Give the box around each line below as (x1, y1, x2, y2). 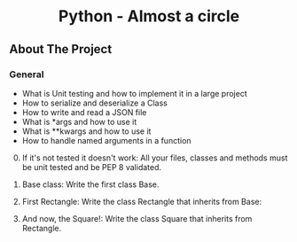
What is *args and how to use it (21, 116, 137, 127)
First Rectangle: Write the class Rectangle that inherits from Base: (21, 196, 262, 207)
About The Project (9, 42, 113, 57)
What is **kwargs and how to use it (21, 126, 152, 137)
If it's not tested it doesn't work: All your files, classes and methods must (21, 152, 288, 163)
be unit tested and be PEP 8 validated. (21, 161, 162, 172)
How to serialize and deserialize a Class (21, 98, 168, 108)
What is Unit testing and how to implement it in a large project (21, 88, 247, 98)
